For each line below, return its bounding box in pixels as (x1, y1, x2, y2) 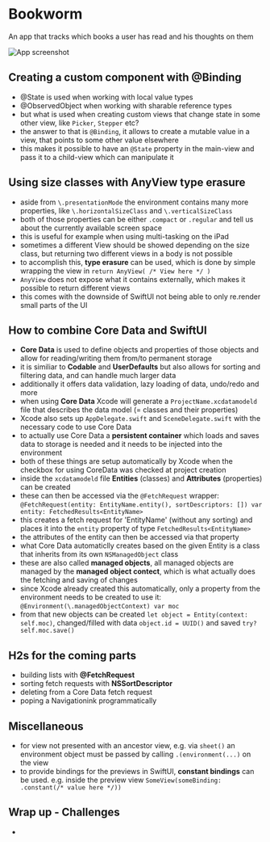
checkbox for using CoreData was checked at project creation (19, 465, 227, 475)
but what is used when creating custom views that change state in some (19, 109, 260, 119)
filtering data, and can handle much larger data (19, 371, 177, 381)
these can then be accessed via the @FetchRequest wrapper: (19, 490, 220, 501)
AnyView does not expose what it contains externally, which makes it (19, 274, 246, 284)
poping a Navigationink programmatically (19, 696, 157, 705)
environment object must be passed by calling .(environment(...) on (19, 749, 251, 759)
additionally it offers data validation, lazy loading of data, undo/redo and (19, 379, 260, 389)
